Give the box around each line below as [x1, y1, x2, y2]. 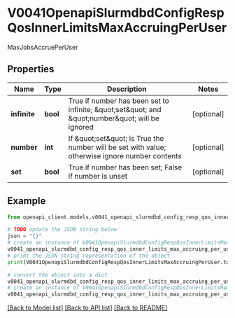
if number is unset [68, 171, 128, 181]
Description [107, 84, 147, 94]
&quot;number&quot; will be [68, 113, 159, 123]
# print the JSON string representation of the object [7, 252, 171, 259]
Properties [7, 63, 55, 75]
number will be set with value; [68, 142, 166, 152]
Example [7, 195, 46, 207]
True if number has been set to [68, 96, 169, 106]
